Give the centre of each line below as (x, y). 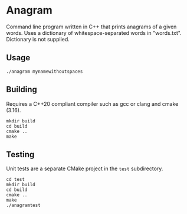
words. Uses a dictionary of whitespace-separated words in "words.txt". (94, 33)
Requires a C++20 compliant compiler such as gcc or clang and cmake (92, 103)
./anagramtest (24, 205)
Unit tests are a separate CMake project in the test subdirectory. (85, 168)
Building (22, 90)
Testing (20, 154)
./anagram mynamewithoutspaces (45, 72)
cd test (16, 180)
